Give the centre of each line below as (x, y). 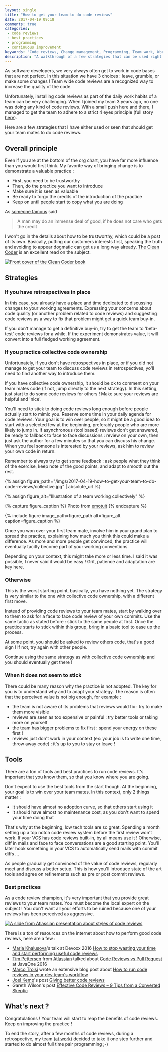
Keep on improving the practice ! (39, 1024)
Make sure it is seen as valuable (45, 191)
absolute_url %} (84, 487)
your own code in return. (30, 451)
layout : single (21, 10)
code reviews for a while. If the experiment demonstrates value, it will (87, 334)
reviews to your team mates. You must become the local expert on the (77, 903)
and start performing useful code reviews (55, 953)
